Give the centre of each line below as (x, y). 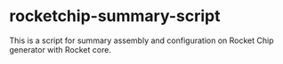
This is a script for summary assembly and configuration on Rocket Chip (141, 40)
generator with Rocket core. (60, 49)
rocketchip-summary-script (115, 16)
